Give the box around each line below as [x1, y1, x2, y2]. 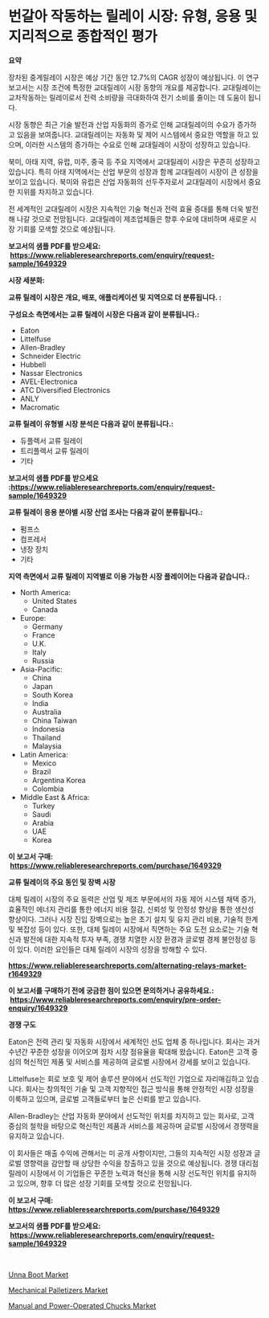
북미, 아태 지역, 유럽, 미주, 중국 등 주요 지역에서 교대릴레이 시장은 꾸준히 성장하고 [8, 157, 261, 166]
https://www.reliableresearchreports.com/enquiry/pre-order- [10, 994, 222, 1004]
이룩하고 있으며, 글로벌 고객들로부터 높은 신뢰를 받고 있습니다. [8, 1094, 202, 1104]
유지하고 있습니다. [8, 1131, 65, 1140]
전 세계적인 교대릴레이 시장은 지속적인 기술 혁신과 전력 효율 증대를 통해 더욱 [8, 204, 244, 214]
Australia [31, 707, 62, 716]
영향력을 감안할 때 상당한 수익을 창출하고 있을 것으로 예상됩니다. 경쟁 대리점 [22, 1158, 259, 1168]
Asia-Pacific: [19, 664, 63, 674]
